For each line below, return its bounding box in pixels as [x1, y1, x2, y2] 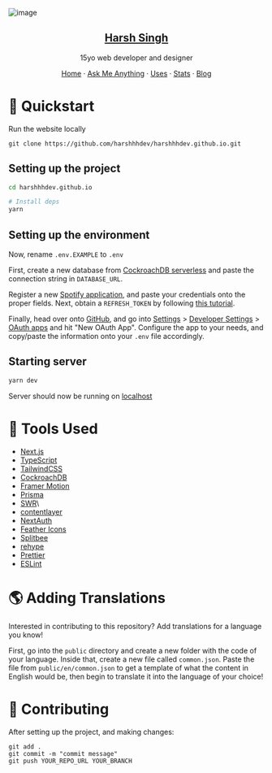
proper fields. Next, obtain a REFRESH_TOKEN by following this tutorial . [8, 298, 235, 308]
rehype [19, 541, 45, 551]
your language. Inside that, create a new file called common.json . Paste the [8, 654, 255, 664]
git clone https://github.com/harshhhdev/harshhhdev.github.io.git [8, 139, 242, 148]
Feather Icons [19, 524, 67, 534]
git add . [8, 742, 42, 751]
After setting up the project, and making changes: [8, 727, 175, 736]
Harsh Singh [104, 31, 169, 45]
